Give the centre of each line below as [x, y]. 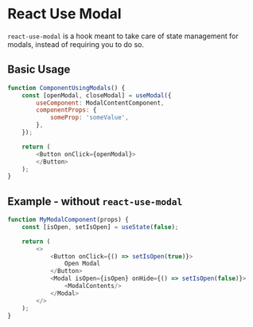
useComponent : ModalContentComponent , [100, 103]
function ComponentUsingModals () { [66, 88]
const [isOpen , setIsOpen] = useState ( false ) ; [100, 227]
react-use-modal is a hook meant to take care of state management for [123, 36]
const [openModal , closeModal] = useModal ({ [97, 95]
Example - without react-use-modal [95, 201]
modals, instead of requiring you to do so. [76, 44]
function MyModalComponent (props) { [68, 220]
